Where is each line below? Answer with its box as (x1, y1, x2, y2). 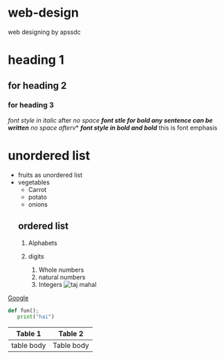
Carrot (28, 185, 47, 193)
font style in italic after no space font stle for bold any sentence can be (8, 116, 213, 124)
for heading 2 (8, 80, 67, 91)
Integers (38, 280, 63, 288)
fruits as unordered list (17, 170, 83, 179)
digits (28, 252, 44, 261)
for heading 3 (8, 100, 55, 110)
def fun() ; (8, 307, 39, 314)
